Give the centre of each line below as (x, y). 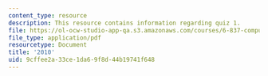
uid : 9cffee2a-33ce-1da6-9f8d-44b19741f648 (82, 60)
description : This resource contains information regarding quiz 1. (124, 23)
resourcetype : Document (48, 45)
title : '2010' (32, 52)
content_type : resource (48, 15)
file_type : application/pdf (55, 38)
